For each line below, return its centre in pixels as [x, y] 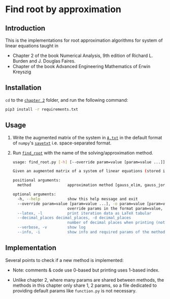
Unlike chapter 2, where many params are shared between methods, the [88, 280]
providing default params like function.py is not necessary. [75, 290]
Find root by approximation [63, 9]
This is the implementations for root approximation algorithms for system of [84, 40]
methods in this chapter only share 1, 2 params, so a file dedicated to [85, 285]
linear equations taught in [32, 46]
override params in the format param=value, [115, 208]
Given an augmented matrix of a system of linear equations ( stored [87, 171]
